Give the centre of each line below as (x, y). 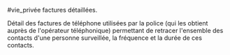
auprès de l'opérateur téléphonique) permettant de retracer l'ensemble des (115, 31)
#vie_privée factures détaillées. (52, 10)
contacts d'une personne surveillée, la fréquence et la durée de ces (105, 38)
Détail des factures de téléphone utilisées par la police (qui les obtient (108, 23)
